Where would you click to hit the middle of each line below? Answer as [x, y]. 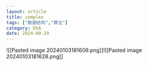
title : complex [25, 17]
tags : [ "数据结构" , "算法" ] [37, 22]
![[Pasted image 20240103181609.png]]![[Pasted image [74, 50]
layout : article [26, 11]
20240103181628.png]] [35, 57]
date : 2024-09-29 [28, 34]
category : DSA [24, 28]
